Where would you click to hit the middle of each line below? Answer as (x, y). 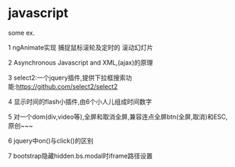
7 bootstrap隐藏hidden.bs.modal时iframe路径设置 (81, 156)
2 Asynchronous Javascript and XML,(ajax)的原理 (81, 63)
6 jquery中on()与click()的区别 (51, 141)
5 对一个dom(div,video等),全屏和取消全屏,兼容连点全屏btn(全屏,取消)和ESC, (118, 117)
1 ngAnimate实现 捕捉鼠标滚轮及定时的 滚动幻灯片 (81, 47)
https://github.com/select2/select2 (67, 86)
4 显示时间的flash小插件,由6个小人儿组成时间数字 (80, 102)
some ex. (21, 33)
